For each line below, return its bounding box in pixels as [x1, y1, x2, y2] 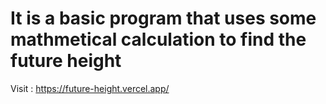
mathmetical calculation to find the [10, 28, 307, 51]
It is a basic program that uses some [10, 7, 317, 30]
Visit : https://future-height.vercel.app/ [10, 82, 170, 94]
